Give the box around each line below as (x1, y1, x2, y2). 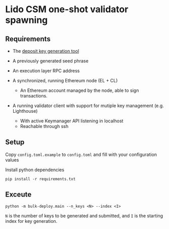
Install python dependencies (5, 167, 65, 173)
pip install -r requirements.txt (5, 176, 76, 181)
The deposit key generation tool (12, 48, 79, 54)
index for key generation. (5, 218, 58, 224)
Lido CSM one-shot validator (5, 4, 129, 15)
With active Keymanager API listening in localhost (20, 118, 123, 124)
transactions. (20, 93, 48, 99)
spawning (5, 14, 48, 26)
